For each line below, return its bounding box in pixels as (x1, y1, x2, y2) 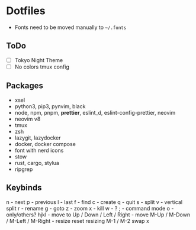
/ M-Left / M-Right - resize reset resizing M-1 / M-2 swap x (6, 217, 150, 224)
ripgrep (14, 166, 33, 173)
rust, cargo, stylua (14, 159, 59, 166)
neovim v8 (14, 115, 41, 122)
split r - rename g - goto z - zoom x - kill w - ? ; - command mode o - (6, 205, 174, 212)
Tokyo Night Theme (14, 56, 63, 63)
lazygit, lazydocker (14, 134, 61, 141)
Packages (6, 81, 43, 91)
